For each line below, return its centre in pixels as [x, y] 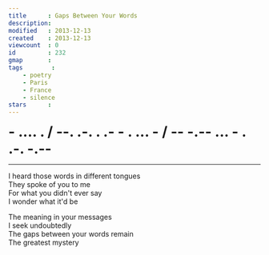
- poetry [37, 75]
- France [37, 90]
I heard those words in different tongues [74, 176]
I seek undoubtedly [40, 225]
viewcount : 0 [34, 46]
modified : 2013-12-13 [50, 30]
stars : [30, 105]
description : [30, 23]
